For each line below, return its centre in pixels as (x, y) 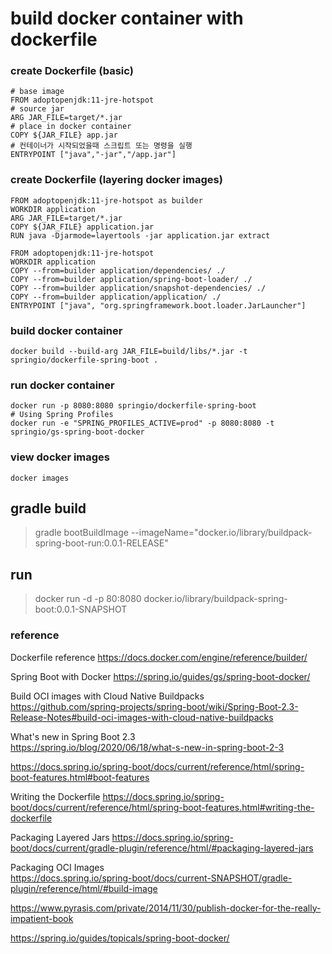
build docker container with (127, 18)
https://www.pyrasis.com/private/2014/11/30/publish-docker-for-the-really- (166, 908)
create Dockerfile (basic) (72, 71)
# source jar (37, 109)
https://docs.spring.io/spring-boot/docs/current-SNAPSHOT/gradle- (151, 878)
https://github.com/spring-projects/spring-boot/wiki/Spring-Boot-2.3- (154, 706)
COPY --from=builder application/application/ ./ (116, 297)
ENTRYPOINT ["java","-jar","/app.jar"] (93, 155)
